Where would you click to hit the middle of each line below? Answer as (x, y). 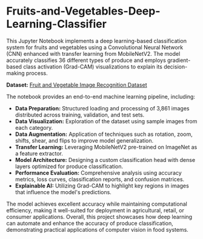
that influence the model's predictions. (63, 192)
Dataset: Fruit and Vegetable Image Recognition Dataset (77, 85)
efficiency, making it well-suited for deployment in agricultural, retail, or (95, 210)
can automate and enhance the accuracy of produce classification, (90, 223)
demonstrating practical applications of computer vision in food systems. (98, 229)
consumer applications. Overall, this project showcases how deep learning (99, 217)
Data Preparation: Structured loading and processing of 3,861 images (102, 108)
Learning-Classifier (57, 24)
